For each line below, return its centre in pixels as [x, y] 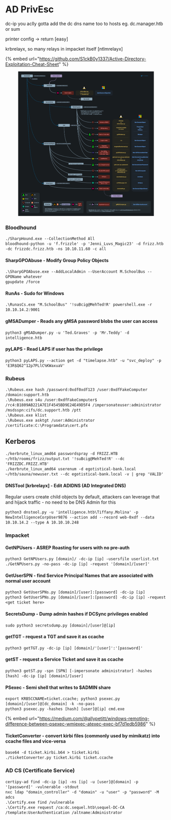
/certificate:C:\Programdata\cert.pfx [47, 426]
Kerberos [20, 441]
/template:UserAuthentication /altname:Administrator [64, 812]
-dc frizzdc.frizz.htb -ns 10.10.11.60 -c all [56, 249]
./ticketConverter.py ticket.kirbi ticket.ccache [59, 758]
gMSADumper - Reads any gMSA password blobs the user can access [81, 321]
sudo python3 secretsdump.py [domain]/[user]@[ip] [60, 625]
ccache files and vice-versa [36, 741]
